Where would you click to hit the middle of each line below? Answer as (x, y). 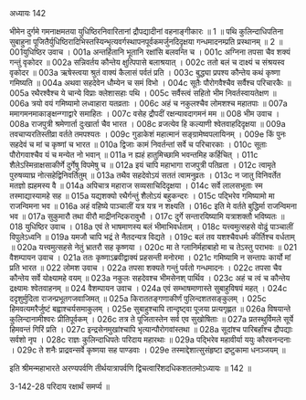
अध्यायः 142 (28, 13)
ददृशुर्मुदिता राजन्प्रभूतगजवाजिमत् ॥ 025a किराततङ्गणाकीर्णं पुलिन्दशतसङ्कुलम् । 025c (138, 299)
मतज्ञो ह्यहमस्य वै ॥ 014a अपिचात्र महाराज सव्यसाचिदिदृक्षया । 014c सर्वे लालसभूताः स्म (136, 185)
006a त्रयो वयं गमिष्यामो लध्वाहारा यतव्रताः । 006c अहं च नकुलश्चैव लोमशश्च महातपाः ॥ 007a (148, 103)
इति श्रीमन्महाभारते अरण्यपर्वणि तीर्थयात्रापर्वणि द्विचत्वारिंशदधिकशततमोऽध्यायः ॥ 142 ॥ (131, 368)
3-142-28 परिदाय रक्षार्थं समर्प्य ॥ (59, 386)
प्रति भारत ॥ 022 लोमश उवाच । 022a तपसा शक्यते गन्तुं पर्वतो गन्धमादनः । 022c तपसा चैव (146, 268)
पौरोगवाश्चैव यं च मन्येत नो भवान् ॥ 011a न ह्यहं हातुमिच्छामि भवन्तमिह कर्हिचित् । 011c (134, 155)
